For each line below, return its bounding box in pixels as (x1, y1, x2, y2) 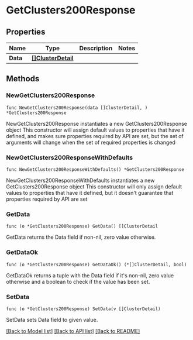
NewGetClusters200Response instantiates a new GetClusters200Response (6, 120, 187, 127)
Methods (6, 74, 40, 84)
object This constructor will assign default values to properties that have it (6, 126, 185, 133)
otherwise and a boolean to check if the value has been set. (6, 278, 150, 285)
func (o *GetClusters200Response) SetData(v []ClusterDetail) (6, 305, 161, 312)
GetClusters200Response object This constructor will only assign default (6, 183, 182, 190)
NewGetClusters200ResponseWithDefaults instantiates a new (6, 177, 155, 184)
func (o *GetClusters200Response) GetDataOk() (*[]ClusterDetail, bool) (6, 262, 187, 267)
